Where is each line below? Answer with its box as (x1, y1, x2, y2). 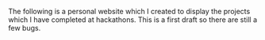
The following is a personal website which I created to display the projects (8, 7, 251, 16)
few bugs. (8, 24, 41, 32)
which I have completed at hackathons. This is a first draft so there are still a (8, 15, 258, 24)
